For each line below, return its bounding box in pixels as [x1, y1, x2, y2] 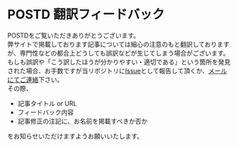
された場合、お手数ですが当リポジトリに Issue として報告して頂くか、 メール [7, 66, 227, 75]
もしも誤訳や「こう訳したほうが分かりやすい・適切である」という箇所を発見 [7, 57, 231, 66]
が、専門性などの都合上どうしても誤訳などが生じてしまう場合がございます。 [7, 49, 230, 57]
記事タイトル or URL [17, 99, 77, 107]
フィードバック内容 [17, 107, 74, 117]
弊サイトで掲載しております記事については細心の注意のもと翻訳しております [7, 40, 230, 48]
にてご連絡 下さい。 [7, 75, 64, 83]
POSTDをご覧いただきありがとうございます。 [7, 31, 140, 40]
